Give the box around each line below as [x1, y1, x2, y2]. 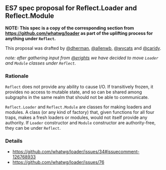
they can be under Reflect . [5, 125, 61, 131]
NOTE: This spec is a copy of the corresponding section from [5, 25, 134, 31]
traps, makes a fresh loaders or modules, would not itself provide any [5, 114, 148, 121]
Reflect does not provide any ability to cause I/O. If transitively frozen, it [5, 84, 154, 90]
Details [5, 138, 23, 145]
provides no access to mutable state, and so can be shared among [5, 89, 142, 95]
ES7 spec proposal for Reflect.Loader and [5, 4, 137, 12]
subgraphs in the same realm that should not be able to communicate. [5, 94, 149, 100]
